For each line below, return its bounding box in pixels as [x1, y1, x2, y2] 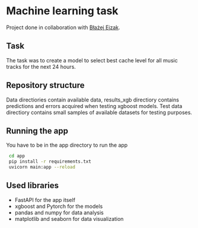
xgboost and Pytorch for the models [14, 202, 103, 210]
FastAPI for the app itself [14, 196, 76, 203]
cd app [8, 153, 25, 159]
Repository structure [6, 80, 85, 90]
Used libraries [6, 180, 59, 191]
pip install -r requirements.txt [8, 159, 92, 164]
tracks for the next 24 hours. [6, 63, 76, 70]
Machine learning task [6, 4, 119, 18]
